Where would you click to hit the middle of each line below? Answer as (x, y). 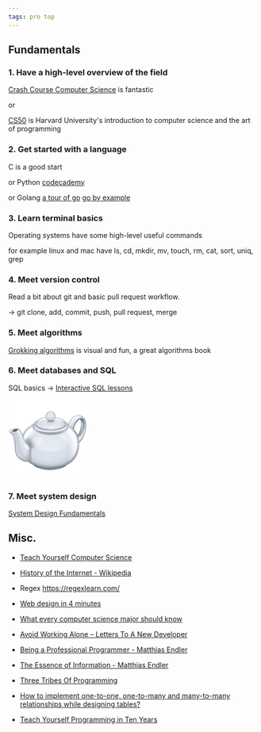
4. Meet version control (54, 279)
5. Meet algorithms (46, 333)
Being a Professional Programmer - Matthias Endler (104, 650)
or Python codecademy (46, 182)
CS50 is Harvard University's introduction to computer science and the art (130, 121)
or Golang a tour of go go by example (69, 197)
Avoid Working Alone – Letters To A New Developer (104, 634)
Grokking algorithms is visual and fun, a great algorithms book (110, 350)
